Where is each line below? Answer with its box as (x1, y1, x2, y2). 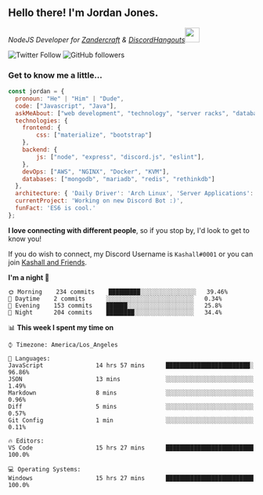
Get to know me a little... (8, 70, 103, 81)
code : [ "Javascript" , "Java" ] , (15, 102, 117, 110)
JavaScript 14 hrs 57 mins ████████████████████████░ (8, 361, 254, 369)
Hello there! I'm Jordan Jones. (8, 6, 159, 20)
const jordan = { (8, 88, 65, 96)
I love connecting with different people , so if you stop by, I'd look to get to (8, 225, 250, 235)
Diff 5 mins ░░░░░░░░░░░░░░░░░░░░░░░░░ (8, 402, 254, 410)
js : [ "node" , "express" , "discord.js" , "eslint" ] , (36, 153, 205, 161)
